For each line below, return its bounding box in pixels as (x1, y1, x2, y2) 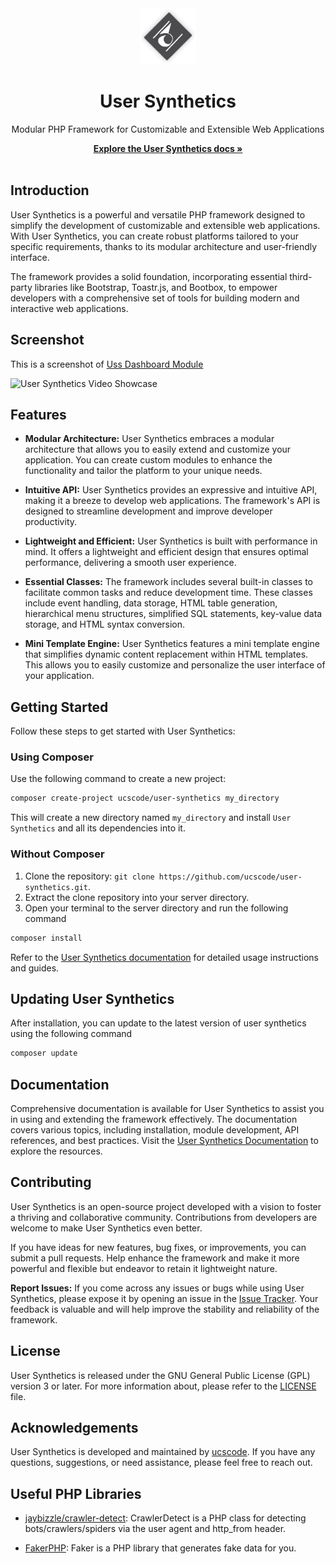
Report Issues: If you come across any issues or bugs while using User (10, 1282, 305, 1294)
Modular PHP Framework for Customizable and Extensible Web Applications (11, 123, 325, 135)
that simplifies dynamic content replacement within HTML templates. (24, 648, 309, 661)
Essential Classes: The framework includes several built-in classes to (24, 576, 313, 588)
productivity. (24, 516, 78, 528)
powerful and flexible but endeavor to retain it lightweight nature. (10, 1262, 278, 1274)
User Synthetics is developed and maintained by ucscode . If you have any (10, 1446, 316, 1458)
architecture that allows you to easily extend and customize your (24, 443, 292, 456)
